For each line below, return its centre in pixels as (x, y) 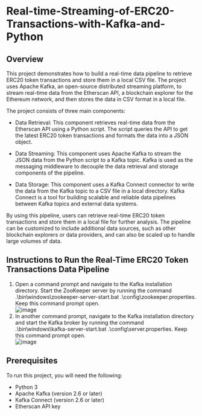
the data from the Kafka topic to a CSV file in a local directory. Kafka (100, 191)
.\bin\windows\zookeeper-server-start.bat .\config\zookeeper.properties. (106, 296)
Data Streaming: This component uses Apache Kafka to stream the (98, 153)
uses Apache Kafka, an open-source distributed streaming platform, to (94, 86)
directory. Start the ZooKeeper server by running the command (93, 290)
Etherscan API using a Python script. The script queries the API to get (101, 129)
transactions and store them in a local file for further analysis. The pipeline (99, 222)
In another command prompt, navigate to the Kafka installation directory (104, 316)
